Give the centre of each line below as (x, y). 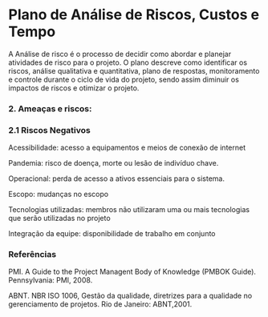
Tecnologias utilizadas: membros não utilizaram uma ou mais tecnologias (129, 210)
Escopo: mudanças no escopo (59, 195)
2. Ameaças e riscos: (50, 108)
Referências (32, 255)
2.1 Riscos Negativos (49, 130)
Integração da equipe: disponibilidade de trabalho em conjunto (112, 234)
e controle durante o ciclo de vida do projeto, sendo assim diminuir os (124, 79)
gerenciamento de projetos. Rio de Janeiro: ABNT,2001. (100, 304)
